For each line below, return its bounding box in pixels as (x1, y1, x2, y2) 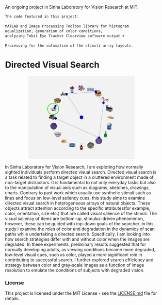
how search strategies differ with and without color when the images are (5, 237, 150, 242)
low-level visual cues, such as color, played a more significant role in (5, 252, 142, 258)
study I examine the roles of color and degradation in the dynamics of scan (5, 226, 155, 232)
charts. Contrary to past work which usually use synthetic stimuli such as (5, 190, 151, 196)
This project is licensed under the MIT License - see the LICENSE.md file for (5, 290, 157, 296)
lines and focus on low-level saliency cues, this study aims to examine (5, 195, 146, 201)
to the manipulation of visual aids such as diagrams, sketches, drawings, (5, 185, 150, 191)
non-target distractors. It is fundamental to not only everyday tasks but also (5, 180, 156, 186)
